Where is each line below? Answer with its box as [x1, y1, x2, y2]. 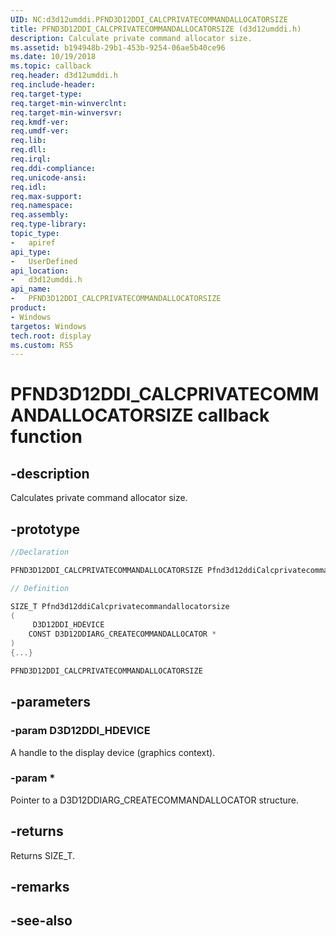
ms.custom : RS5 [10, 340, 74, 350]
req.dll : [10, 145, 47, 155]
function [10, 426, 83, 448]
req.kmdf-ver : [10, 117, 70, 127]
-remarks [10, 879, 70, 895]
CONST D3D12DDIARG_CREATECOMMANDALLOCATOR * [28, 629, 217, 640]
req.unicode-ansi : [10, 172, 87, 183]
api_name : [10, 284, 52, 295]
